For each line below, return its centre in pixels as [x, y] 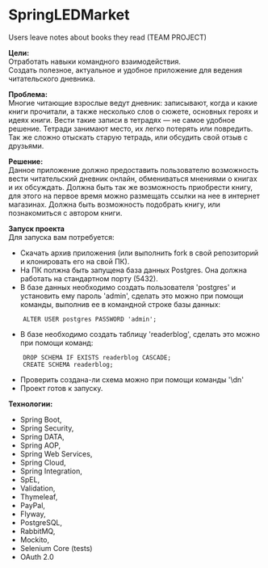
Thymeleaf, [39, 496]
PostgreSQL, [41, 522]
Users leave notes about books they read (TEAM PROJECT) [108, 37]
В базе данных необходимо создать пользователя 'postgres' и [128, 287]
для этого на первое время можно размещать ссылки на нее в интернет [134, 196]
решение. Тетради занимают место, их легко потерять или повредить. [131, 128]
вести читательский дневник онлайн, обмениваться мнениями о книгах [133, 179]
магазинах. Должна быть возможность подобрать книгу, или [114, 204]
